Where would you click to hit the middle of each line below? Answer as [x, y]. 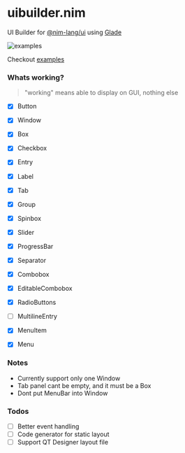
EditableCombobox [45, 289]
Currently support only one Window [69, 378]
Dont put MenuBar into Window [62, 393]
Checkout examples [36, 59]
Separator [32, 260]
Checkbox [32, 148]
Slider [26, 232]
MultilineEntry [37, 317]
